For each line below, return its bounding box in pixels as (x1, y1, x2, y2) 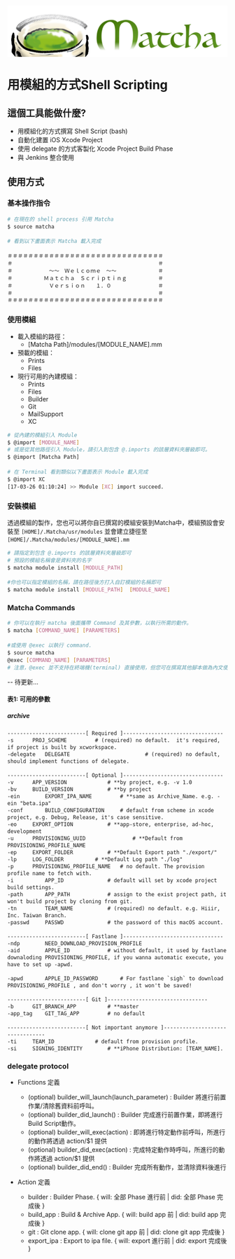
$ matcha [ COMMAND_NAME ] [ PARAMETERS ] (7, 627, 120, 634)
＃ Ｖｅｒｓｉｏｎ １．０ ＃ (7, 282, 164, 289)
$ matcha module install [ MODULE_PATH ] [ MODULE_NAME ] (7, 586, 171, 593)
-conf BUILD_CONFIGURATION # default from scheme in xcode (7, 807, 215, 814)
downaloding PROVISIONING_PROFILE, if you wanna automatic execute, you (7, 954, 224, 961)
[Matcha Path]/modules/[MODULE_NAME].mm (27, 340, 163, 348)
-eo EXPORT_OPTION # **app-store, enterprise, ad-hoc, (7, 821, 215, 828)
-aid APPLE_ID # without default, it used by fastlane (7, 947, 227, 954)
